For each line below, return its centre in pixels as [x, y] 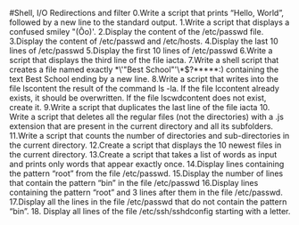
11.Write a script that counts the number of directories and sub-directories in [149, 136]
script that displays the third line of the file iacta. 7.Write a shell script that [144, 60]
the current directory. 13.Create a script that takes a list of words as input [143, 154]
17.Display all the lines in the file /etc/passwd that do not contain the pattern [148, 202]
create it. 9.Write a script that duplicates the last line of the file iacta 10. [140, 107]
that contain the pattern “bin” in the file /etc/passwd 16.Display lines [134, 183]
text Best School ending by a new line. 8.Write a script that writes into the [144, 79]
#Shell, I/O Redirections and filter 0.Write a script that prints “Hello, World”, [146, 13]
